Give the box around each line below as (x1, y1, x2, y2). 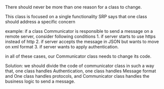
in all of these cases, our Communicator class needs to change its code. (5, 53, 152, 59)
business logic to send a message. (5, 78, 75, 84)
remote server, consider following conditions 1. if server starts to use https (5, 34, 156, 39)
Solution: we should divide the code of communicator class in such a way (5, 63, 154, 68)
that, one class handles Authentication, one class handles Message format (5, 68, 156, 74)
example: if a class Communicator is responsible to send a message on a (5, 28, 153, 34)
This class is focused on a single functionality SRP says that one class (5, 14, 147, 19)
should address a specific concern (5, 19, 75, 24)
